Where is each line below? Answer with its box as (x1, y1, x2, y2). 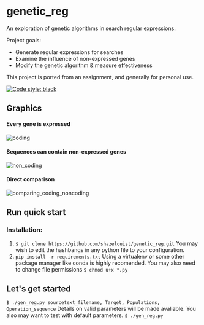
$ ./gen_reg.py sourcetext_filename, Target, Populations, (6, 300, 161, 306)
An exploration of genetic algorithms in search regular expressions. (6, 25, 176, 32)
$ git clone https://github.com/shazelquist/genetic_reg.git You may (15, 240, 198, 247)
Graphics (6, 103, 42, 114)
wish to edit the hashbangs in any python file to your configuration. (15, 246, 185, 253)
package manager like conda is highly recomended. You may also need (15, 259, 196, 267)
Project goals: (6, 36, 42, 44)
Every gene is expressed (6, 120, 70, 127)
